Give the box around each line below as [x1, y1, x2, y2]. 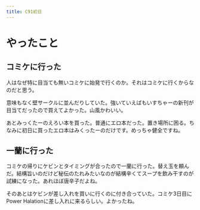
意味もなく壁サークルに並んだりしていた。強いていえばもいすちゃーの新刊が [6, 99, 194, 106]
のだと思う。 [6, 86, 38, 93]
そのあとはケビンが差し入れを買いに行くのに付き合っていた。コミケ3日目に [6, 190, 192, 197]
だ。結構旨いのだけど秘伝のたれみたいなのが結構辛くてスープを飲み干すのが [6, 170, 194, 177]
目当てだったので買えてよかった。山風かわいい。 [6, 106, 127, 113]
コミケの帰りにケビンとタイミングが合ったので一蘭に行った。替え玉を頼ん [6, 162, 189, 170]
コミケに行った [6, 62, 61, 72]
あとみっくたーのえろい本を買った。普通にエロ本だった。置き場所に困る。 [6, 119, 189, 126]
